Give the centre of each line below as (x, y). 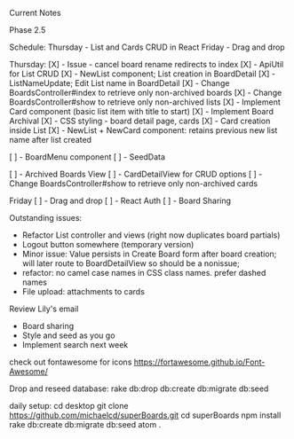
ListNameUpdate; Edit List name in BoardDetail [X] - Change (119, 83)
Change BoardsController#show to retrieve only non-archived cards (134, 184)
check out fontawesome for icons (71, 362)
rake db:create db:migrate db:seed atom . (85, 424)
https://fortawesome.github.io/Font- (199, 362)
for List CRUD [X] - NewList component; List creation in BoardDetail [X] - (142, 74)
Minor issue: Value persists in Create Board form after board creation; (149, 254)
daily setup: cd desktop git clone (69, 406)
